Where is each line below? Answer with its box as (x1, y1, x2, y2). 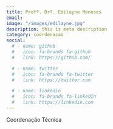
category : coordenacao (6, 32, 64, 38)
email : (6, 15, 23, 21)
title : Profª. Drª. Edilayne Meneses (6, 9, 102, 15)
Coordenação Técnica (6, 116, 62, 123)
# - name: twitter (12, 65, 59, 72)
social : (6, 37, 26, 43)
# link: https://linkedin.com (12, 99, 94, 106)
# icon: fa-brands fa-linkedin (12, 94, 97, 100)
